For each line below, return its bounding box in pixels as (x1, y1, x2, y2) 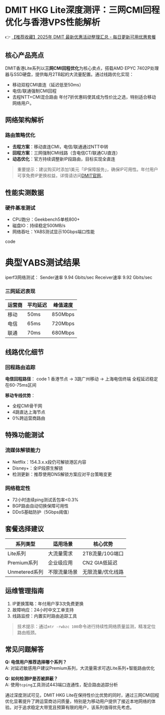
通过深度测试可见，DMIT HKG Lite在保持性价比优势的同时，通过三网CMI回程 (5, 692, 160, 698)
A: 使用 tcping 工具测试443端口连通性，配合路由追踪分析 (5, 682, 118, 688)
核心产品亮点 (5, 51, 44, 59)
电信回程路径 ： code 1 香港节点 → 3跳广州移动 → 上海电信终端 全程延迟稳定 (5, 376, 158, 382)
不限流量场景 (48, 568, 78, 575)
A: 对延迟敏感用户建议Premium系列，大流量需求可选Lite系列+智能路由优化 (5, 665, 155, 671)
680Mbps (52, 329, 75, 336)
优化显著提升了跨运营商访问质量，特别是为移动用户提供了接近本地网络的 (5, 698, 151, 704)
